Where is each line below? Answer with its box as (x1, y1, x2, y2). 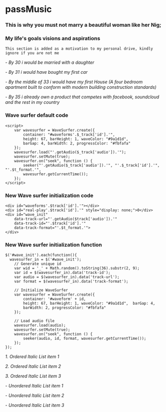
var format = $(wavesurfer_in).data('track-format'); (14, 279, 128, 284)
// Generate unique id (14, 261, 61, 266)
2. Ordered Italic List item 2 (5, 363, 61, 369)
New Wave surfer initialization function (5, 241, 102, 248)
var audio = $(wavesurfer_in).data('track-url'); (14, 274, 120, 280)
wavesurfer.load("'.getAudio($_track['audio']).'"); (14, 150, 126, 155)
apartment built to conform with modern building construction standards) (5, 84, 156, 90)
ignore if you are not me (5, 51, 59, 56)
